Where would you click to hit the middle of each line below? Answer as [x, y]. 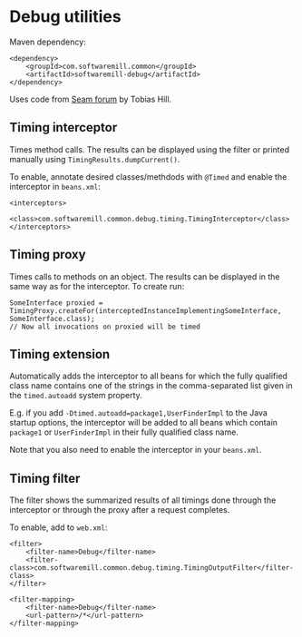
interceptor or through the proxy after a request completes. [120, 510]
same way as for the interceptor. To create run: [97, 286]
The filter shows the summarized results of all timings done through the [143, 500]
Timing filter [45, 478]
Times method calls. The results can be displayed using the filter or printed [150, 149]
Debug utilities [65, 17]
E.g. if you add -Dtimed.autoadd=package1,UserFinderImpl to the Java [138, 413]
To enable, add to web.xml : [58, 527]
